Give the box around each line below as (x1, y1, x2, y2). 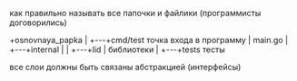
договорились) (9, 17, 68, 28)
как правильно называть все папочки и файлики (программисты (9, 8, 262, 18)
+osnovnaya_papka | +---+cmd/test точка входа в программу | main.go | (9, 35, 289, 45)
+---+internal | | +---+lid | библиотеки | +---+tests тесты (9, 44, 225, 55)
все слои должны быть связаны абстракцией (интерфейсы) (9, 62, 242, 72)
